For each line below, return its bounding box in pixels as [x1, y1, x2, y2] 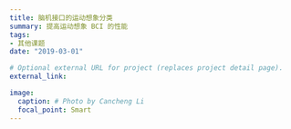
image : [9, 88, 35, 97]
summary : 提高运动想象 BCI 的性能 [9, 22, 129, 31]
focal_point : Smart [17, 105, 92, 114]
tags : [9, 30, 30, 39]
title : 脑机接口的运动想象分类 [9, 13, 113, 23]
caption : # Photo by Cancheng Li [17, 96, 145, 105]
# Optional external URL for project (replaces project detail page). [9, 64, 284, 73]
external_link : [9, 72, 68, 82]
